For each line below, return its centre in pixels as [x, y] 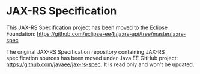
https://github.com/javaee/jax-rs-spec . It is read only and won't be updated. [100, 64]
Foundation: [21, 33]
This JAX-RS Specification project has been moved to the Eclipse [87, 27]
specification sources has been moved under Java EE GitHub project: [92, 58]
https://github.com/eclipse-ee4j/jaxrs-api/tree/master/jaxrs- [111, 33]
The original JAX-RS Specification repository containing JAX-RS [86, 51]
